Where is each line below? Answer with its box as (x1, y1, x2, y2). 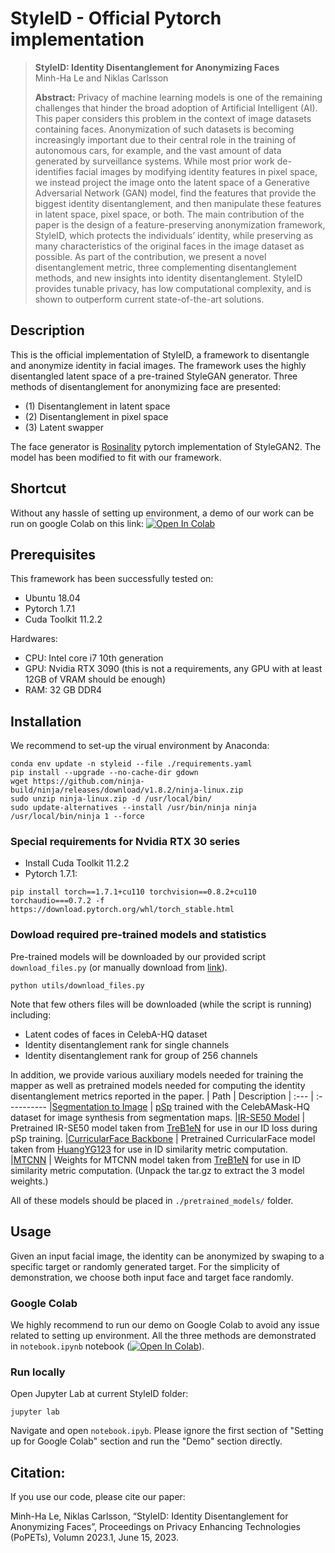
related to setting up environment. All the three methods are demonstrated (10, 1329, 317, 1341)
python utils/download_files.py (10, 980, 145, 991)
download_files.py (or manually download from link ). (10, 961, 228, 973)
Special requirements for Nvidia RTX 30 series (10, 835, 241, 849)
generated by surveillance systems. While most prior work (34, 155, 275, 167)
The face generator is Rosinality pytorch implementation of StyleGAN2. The (10, 440, 322, 452)
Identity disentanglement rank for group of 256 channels (24, 1049, 258, 1061)
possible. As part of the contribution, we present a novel (34, 250, 267, 262)
